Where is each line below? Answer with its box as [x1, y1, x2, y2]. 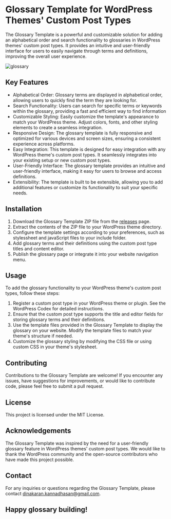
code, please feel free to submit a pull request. [5, 383, 104, 389]
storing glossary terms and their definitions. [12, 316, 105, 323]
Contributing [5, 358, 47, 367]
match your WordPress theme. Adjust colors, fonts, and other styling [12, 119, 158, 125]
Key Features [5, 78, 49, 87]
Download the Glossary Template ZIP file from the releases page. [12, 218, 151, 224]
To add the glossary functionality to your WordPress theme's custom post [5, 285, 161, 291]
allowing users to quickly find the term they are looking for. [12, 97, 138, 103]
